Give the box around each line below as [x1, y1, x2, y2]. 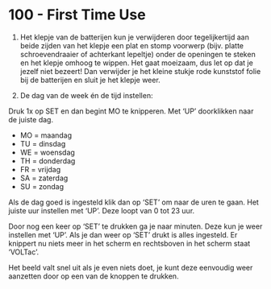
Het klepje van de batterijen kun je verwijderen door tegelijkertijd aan [19, 32, 250, 42]
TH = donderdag [19, 155, 76, 166]
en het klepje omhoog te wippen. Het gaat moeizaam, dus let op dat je [19, 58, 254, 68]
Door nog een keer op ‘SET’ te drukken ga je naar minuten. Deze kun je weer [8, 221, 263, 231]
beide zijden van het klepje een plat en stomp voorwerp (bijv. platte [19, 40, 244, 50]
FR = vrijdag [19, 164, 61, 174]
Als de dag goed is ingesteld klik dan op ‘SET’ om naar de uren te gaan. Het [8, 197, 260, 207]
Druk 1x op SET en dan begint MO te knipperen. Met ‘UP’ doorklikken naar [8, 106, 254, 116]
